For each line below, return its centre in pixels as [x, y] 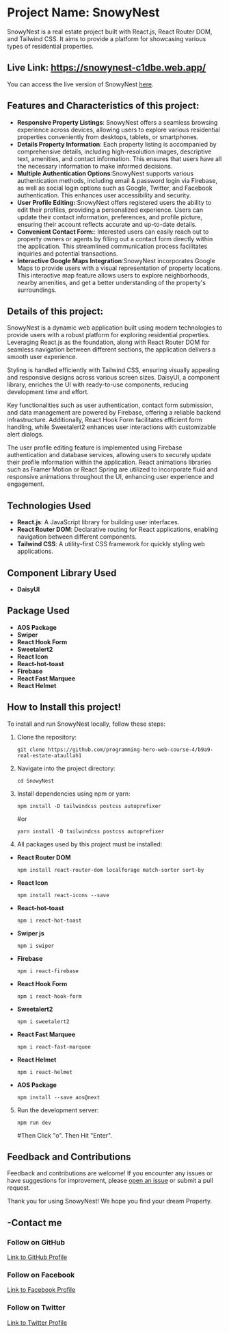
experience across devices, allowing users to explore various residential [118, 130]
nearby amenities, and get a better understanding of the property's [111, 282]
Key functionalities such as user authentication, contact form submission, [110, 405]
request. [19, 1188]
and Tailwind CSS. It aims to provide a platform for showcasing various [107, 38]
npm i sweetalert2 [43, 1022]
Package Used [38, 611]
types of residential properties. [51, 46]
